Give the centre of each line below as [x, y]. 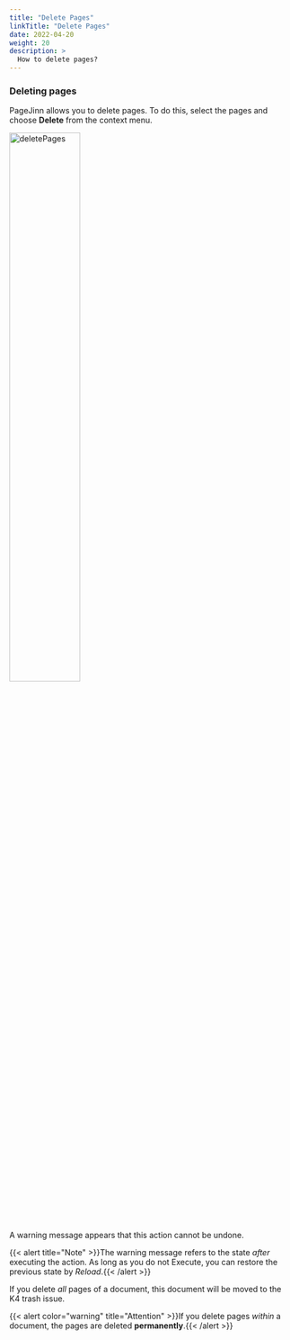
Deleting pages [43, 91]
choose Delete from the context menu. [81, 120]
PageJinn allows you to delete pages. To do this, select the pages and [139, 111]
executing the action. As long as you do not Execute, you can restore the [144, 1263]
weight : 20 [30, 43]
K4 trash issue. [37, 1299]
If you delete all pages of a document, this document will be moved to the [145, 1290]
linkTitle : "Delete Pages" [60, 26]
